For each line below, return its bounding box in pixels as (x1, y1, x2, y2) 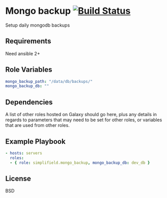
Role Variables (5, 65, 52, 74)
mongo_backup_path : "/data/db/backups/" (5, 79, 93, 84)
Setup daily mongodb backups (5, 22, 70, 28)
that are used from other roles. (5, 122, 70, 128)
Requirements (5, 37, 51, 46)
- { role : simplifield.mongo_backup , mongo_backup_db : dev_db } (10, 160, 150, 165)
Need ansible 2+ (5, 50, 40, 56)
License (5, 174, 31, 183)
